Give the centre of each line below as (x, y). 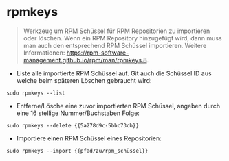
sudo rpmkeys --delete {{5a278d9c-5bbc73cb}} (73, 125)
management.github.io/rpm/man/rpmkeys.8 (85, 60)
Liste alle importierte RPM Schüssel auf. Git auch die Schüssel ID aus (114, 73)
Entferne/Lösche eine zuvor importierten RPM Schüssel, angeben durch (118, 106)
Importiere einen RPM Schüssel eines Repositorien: (89, 138)
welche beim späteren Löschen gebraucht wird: (84, 80)
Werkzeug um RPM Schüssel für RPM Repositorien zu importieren (117, 31)
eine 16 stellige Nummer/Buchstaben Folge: (78, 113)
